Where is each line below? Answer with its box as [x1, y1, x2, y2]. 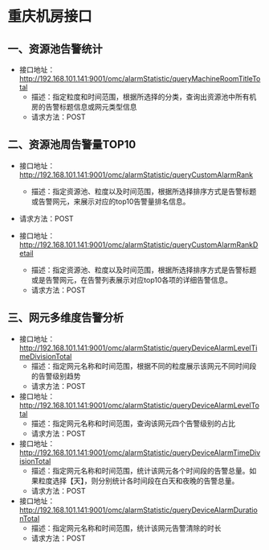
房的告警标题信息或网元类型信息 [31, 102, 137, 111]
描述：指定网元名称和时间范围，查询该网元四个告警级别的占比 [31, 418, 236, 428]
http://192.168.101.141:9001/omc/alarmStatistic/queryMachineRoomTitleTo [18, 74, 261, 83]
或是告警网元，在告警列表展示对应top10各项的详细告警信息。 [31, 275, 233, 284]
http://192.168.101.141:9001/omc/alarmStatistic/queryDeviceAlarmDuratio [18, 505, 258, 515]
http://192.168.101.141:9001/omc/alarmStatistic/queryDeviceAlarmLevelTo [18, 400, 260, 410]
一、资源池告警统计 [7, 42, 103, 56]
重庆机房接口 [7, 7, 93, 26]
